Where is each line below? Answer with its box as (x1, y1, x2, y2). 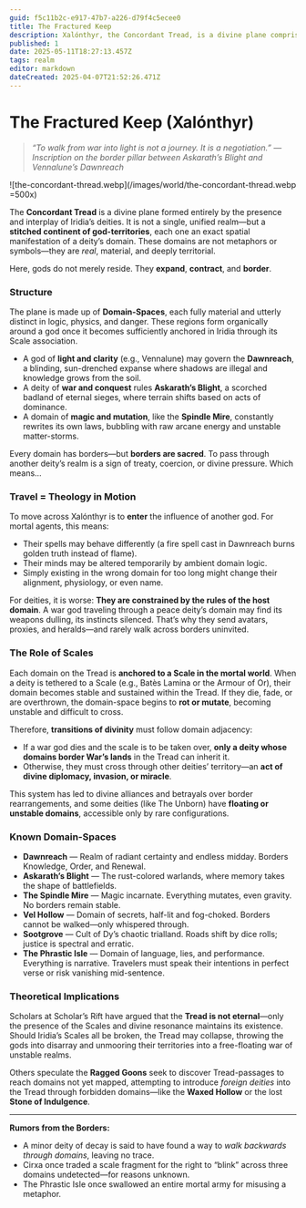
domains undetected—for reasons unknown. (22, 1169, 190, 1181)
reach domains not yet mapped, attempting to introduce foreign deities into (9, 1077, 291, 1088)
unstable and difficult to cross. (9, 706, 124, 717)
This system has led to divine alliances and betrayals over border (9, 788, 253, 799)
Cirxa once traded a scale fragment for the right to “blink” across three (22, 1160, 289, 1171)
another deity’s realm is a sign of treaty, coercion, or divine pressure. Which (9, 458, 294, 469)
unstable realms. (9, 1049, 72, 1060)
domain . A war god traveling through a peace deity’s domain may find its (9, 604, 282, 615)
